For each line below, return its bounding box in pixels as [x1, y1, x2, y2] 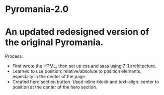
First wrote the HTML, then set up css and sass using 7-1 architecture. [12, 63, 157, 69]
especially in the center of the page [12, 74, 85, 80]
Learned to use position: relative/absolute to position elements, [12, 68, 142, 74]
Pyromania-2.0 [5, 3, 69, 15]
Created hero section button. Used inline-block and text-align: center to [12, 79, 159, 85]
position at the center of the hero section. [12, 84, 98, 90]
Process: [5, 53, 23, 59]
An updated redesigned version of [5, 26, 150, 38]
